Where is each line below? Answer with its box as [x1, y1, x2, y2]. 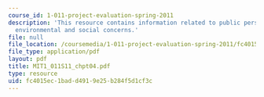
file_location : [8, 41, 58, 48]
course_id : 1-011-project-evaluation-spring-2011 [8, 11, 174, 20]
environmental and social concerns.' [15, 26, 139, 34]
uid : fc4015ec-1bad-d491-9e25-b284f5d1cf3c [8, 77, 153, 84]
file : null [8, 33, 44, 41]
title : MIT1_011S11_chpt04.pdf [8, 63, 111, 70]
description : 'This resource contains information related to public [8, 19, 241, 27]
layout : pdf [8, 56, 47, 63]
